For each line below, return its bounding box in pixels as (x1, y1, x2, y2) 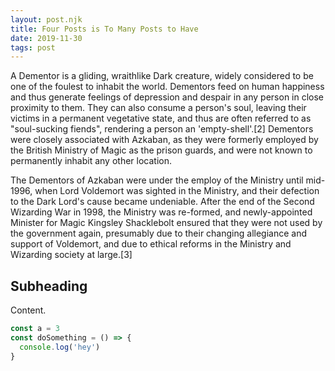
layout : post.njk (10, 14, 83, 25)
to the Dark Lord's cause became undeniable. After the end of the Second (10, 196, 315, 208)
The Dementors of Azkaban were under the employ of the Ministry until (10, 174, 304, 186)
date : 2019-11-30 (10, 33, 83, 43)
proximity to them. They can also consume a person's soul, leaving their (10, 102, 307, 114)
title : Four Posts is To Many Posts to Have (10, 24, 199, 34)
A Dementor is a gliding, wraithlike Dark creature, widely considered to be (10, 70, 314, 82)
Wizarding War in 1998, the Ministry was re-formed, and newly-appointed (10, 206, 313, 218)
